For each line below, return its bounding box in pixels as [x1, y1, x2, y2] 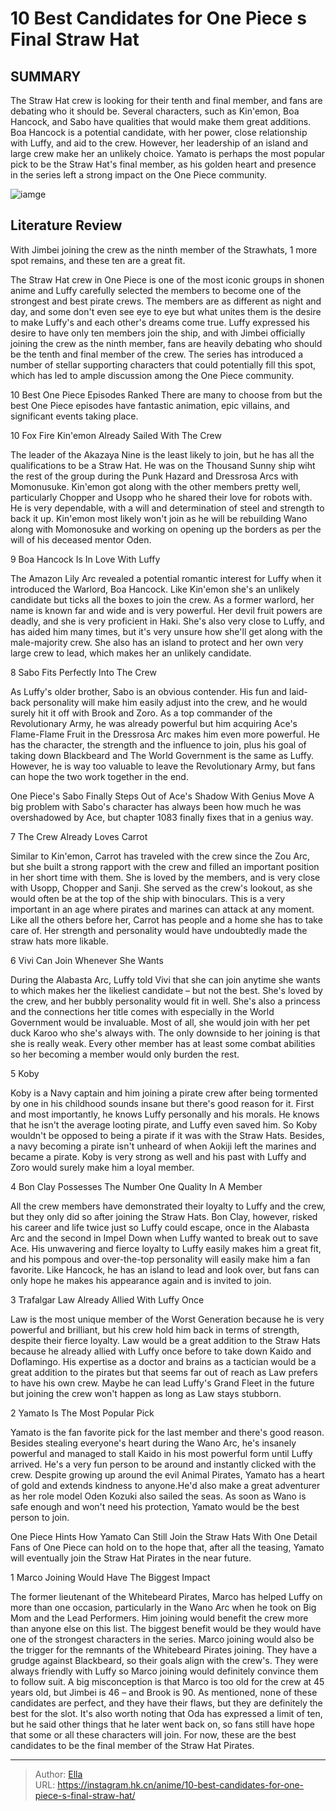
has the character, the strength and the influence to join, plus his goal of [10, 738, 307, 751]
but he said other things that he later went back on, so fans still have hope [10, 1718, 315, 1730]
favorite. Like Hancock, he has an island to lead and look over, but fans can [10, 1263, 320, 1276]
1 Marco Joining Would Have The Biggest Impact [10, 1571, 211, 1583]
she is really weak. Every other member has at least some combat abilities [10, 1037, 316, 1049]
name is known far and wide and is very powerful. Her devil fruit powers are [10, 604, 323, 616]
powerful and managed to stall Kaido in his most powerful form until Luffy [10, 1447, 313, 1459]
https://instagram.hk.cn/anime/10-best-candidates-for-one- [57, 1778, 305, 1791]
